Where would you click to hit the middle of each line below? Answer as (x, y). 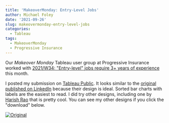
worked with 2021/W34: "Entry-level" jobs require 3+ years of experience (82, 68)
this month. (17, 73)
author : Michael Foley (29, 15)
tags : (11, 39)
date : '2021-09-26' (26, 19)
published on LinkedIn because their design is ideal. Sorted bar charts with (84, 89)
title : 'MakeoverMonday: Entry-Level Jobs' (52, 10)
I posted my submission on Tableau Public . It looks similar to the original (81, 83)
